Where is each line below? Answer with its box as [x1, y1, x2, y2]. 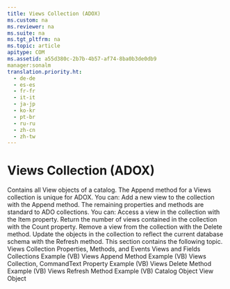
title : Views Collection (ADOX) [7, 10, 101, 17]
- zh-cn [13, 126, 36, 133]
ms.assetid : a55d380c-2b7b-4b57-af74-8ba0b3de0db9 [7, 56, 157, 63]
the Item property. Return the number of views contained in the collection [7, 215, 217, 224]
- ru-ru [13, 119, 36, 127]
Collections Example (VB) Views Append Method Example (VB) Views [7, 252, 206, 261]
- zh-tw [13, 133, 36, 140]
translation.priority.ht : [7, 68, 82, 75]
